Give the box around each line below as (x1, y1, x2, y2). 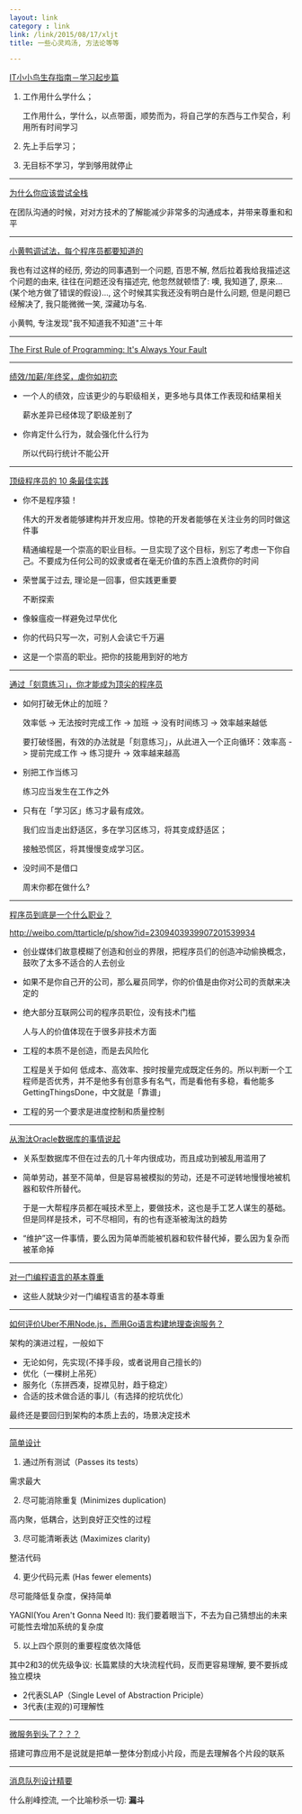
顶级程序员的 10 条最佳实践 (9, 475, 110, 487)
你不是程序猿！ (22, 495, 78, 506)
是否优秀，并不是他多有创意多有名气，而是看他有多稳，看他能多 (38, 1076, 275, 1086)
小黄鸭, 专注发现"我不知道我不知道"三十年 (9, 317, 164, 329)
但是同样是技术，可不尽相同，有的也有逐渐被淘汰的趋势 (22, 1214, 227, 1224)
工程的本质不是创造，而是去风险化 (22, 1045, 149, 1056)
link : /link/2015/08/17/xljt (9, 30, 119, 39)
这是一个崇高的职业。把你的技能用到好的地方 (22, 651, 189, 663)
